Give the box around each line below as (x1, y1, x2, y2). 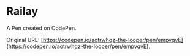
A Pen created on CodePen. (6, 24, 77, 32)
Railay (6, 4, 39, 18)
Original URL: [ (6, 36, 44, 43)
